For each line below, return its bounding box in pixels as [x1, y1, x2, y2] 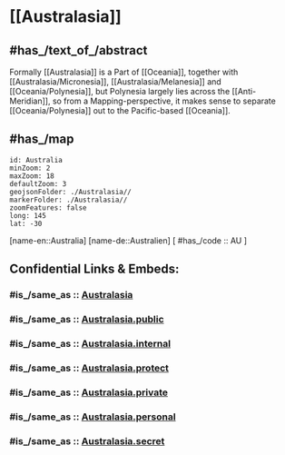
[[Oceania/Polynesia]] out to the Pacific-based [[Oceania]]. [9, 105, 231, 115]
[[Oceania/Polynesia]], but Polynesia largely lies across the [9, 86, 231, 96]
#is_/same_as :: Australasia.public [9, 313, 165, 326]
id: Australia [9, 155, 64, 164]
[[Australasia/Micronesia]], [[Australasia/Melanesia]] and [9, 76, 222, 87]
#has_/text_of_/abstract [9, 43, 148, 58]
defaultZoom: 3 [9, 179, 67, 188]
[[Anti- [231, 86, 257, 96]
